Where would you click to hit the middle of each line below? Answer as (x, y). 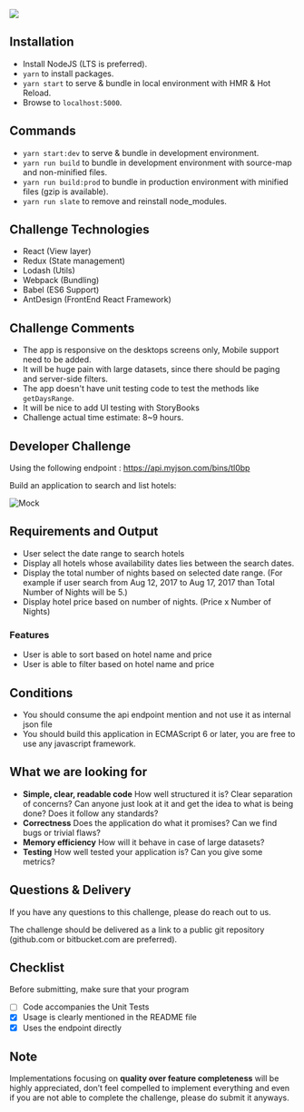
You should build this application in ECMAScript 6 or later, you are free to (159, 733)
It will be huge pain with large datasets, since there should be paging (151, 369)
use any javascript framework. (79, 743)
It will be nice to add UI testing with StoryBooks (111, 408)
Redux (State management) (74, 261)
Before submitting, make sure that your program (99, 989)
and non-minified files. (64, 172)
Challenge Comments (72, 328)
